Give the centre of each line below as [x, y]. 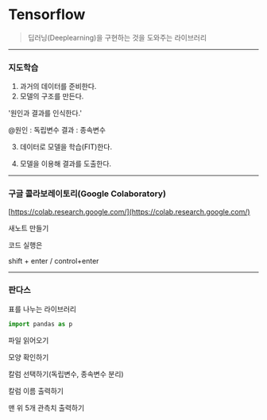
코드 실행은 [25, 245]
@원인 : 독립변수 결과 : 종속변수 [57, 130]
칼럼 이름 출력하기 [36, 391]
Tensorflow [47, 15]
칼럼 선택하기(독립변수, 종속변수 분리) [66, 374]
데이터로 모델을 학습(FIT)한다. [66, 147]
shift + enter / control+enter [54, 260]
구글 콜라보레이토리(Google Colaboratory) [87, 194]
